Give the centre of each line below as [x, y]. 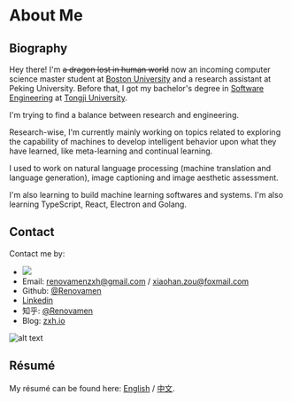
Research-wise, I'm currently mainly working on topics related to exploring [145, 132]
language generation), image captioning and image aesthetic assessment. [144, 177]
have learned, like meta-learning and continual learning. [111, 151]
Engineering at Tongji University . [69, 98]
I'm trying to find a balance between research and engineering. [124, 115]
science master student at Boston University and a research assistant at [140, 79]
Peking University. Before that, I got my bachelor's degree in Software [137, 88]
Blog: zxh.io [43, 320]
